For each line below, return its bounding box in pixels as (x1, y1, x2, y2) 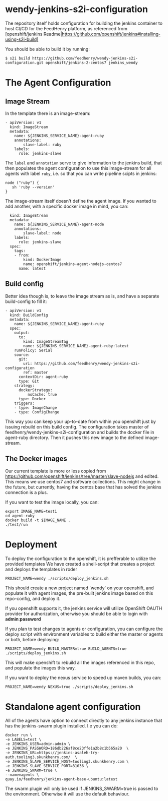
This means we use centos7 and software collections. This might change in (5, 478, 161, 484)
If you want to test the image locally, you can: (5, 499, 99, 505)
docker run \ (5, 732, 33, 738)
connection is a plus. (5, 489, 48, 495)
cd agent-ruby (5, 513, 35, 518)
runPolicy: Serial (14, 348, 53, 353)
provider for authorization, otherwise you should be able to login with (5, 610, 148, 617)
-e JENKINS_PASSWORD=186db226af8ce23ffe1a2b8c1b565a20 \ (5, 746, 129, 751)
